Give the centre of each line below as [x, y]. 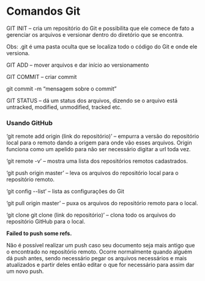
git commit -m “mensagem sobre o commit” [61, 88]
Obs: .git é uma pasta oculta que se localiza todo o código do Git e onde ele [102, 47]
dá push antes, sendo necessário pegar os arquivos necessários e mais [97, 258]
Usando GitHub [30, 122]
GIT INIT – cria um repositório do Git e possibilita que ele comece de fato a [100, 28]
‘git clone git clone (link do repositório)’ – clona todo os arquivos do [91, 215]
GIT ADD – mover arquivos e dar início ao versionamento [78, 65]
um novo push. [25, 271]
